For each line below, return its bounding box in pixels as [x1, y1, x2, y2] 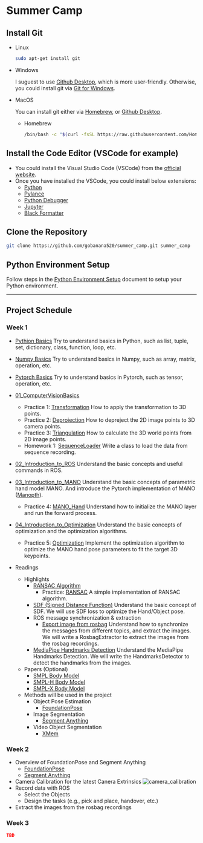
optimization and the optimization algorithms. [14, 527, 128, 534]
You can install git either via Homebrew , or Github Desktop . [14, 108, 162, 115]
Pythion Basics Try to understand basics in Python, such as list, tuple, [14, 337, 188, 344]
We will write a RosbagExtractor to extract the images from [42, 633, 189, 640]
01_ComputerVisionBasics [14, 392, 80, 399]
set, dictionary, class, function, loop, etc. [14, 343, 117, 351]
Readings [14, 563, 39, 571]
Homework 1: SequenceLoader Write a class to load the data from [24, 442, 188, 449]
